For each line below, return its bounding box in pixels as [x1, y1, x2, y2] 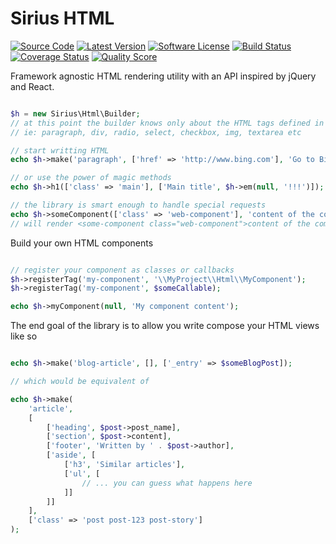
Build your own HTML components [10, 237, 154, 249]
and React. [10, 80, 55, 92]
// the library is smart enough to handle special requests [10, 200, 267, 211]
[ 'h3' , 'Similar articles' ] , [63, 460, 186, 470]
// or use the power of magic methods [10, 173, 172, 183]
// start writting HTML [10, 145, 110, 156]
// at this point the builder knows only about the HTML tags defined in [10, 118, 325, 128]
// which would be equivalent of [10, 377, 150, 387]
